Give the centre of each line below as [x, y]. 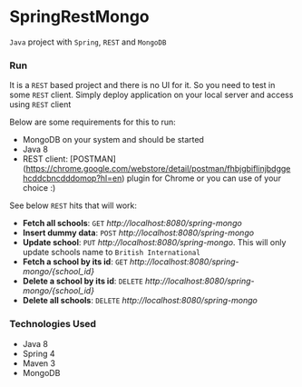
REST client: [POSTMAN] [69, 159]
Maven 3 [39, 363]
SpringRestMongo [79, 17]
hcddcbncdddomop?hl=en [72, 178]
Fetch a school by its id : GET [75, 262]
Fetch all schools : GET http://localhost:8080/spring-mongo [132, 223]
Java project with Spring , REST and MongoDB [88, 42]
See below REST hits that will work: [73, 205]
